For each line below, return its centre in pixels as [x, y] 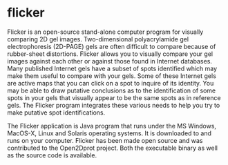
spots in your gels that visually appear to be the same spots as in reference [114, 97]
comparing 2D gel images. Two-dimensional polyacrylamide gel [98, 39]
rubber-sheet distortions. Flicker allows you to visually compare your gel [110, 54]
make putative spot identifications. [56, 113]
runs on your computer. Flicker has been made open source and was [105, 140]
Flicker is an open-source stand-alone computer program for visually [105, 32]
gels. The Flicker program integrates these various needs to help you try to [114, 105]
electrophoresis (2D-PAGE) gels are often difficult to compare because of [112, 46]
